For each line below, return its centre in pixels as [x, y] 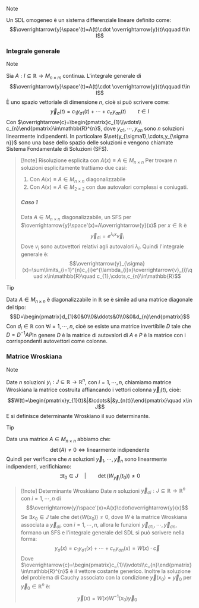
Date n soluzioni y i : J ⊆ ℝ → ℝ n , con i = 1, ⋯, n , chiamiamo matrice [89, 382]
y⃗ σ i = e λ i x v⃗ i [107, 236]
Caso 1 [29, 202]
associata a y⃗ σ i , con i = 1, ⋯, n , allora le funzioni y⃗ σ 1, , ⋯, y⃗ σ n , [99, 525]
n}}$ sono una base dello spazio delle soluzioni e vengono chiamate [90, 142]
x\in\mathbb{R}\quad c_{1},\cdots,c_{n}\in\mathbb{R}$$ [112, 276]
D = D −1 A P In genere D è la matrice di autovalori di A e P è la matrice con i [96, 334]
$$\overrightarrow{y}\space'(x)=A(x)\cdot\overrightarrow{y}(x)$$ [107, 508]
